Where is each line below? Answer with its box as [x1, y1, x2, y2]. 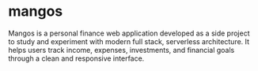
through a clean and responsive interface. [8, 54, 145, 63]
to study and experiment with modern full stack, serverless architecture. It [8, 36, 250, 46]
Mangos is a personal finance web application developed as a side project [8, 28, 250, 38]
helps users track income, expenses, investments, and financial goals [8, 45, 235, 54]
